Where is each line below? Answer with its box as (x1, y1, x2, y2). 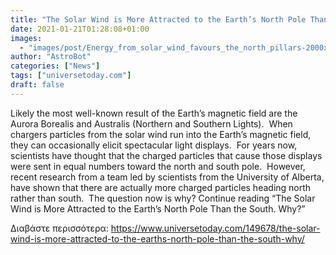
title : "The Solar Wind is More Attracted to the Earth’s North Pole (10, 14, 307, 25)
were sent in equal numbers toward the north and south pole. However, (10, 160, 306, 172)
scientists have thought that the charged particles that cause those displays (10, 149, 323, 161)
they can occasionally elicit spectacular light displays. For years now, (10, 139, 298, 151)
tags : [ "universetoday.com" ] (10, 71, 132, 81)
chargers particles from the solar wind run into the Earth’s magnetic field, (10, 128, 312, 140)
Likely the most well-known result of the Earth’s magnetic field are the (10, 107, 298, 119)
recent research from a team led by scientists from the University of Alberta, (10, 171, 325, 183)
